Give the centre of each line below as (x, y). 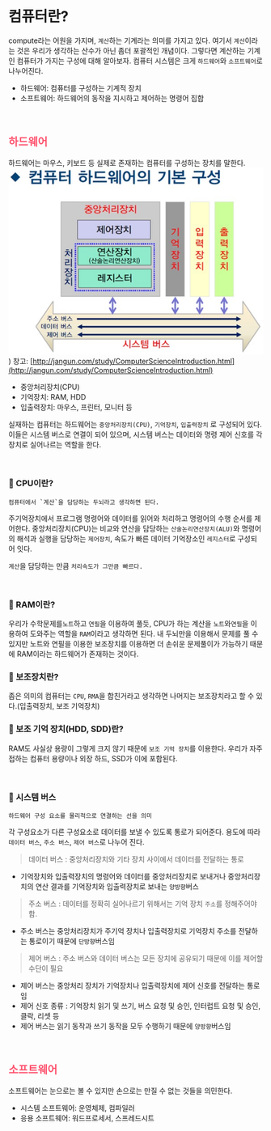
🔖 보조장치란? (34, 676)
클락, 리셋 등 (40, 1015)
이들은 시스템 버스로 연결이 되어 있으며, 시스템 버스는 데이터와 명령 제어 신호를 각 (135, 434)
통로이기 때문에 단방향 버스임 (72, 941)
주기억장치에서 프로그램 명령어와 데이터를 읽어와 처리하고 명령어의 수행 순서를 (131, 518)
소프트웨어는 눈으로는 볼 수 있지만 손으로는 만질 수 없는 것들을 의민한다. (121, 1091)
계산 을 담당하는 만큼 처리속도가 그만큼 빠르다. (76, 565)
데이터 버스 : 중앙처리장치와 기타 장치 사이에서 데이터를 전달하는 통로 (136, 859)
